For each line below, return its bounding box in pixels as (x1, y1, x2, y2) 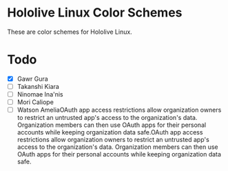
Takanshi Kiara (17, 82, 60, 90)
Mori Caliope (17, 98, 54, 106)
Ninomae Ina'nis (17, 90, 63, 98)
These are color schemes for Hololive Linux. (7, 28, 132, 36)
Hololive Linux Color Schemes (7, 5, 183, 21)
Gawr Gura (17, 74, 48, 83)
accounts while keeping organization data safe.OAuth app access (17, 128, 203, 137)
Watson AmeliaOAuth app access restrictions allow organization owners (17, 105, 222, 114)
